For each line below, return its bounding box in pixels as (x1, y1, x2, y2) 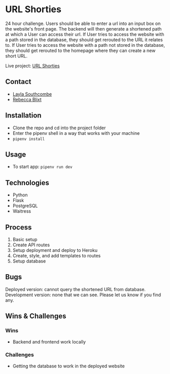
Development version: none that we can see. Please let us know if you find (5, 292, 161, 298)
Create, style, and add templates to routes (12, 253, 101, 258)
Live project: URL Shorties (5, 63, 60, 69)
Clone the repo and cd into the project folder (12, 125, 106, 131)
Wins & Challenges (5, 312, 66, 321)
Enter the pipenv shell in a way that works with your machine (12, 130, 140, 136)
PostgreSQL (12, 203, 38, 209)
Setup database (12, 258, 46, 264)
